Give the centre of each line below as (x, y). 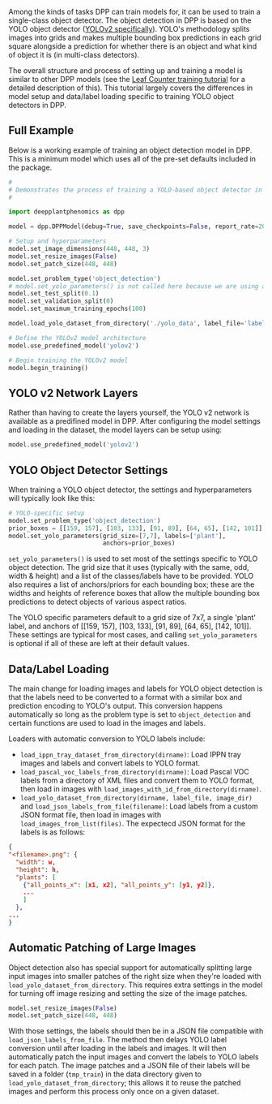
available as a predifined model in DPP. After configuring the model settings (134, 421)
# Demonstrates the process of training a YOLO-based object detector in (136, 190)
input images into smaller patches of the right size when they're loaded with (135, 976)
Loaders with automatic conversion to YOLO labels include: (107, 739)
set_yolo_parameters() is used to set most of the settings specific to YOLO (133, 558)
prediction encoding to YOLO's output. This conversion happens (115, 706)
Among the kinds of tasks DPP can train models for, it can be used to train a (134, 12)
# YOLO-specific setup (47, 513)
